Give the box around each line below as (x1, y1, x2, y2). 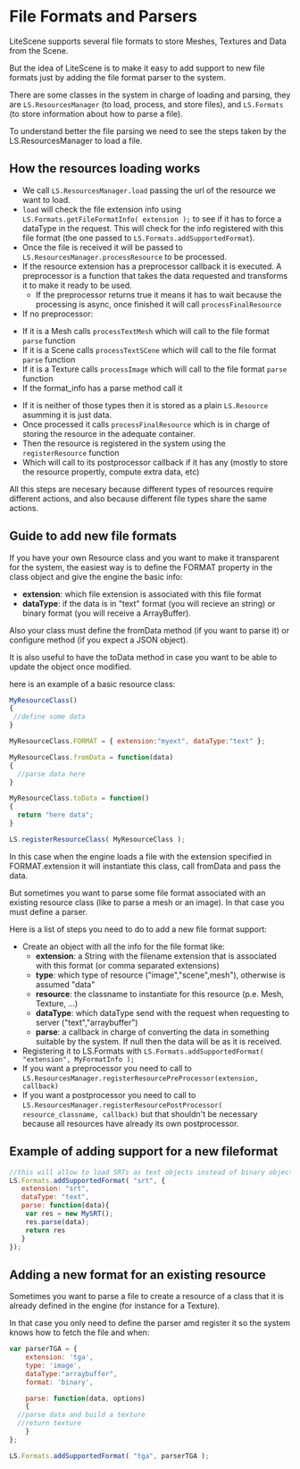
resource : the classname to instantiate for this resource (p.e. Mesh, (35, 988, 284, 999)
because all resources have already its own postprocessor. (21, 1118, 239, 1129)
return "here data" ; (17, 810, 94, 819)
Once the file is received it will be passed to (21, 241, 183, 252)
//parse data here (17, 769, 87, 778)
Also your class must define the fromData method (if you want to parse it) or (9, 625, 290, 635)
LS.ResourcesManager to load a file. (9, 135, 143, 146)
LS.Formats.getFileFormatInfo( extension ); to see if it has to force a (21, 213, 282, 224)
